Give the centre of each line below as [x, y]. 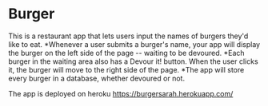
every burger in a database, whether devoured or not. [97, 78]
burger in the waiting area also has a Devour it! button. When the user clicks [133, 61]
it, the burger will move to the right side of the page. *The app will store [126, 69]
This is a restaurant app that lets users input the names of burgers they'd [128, 36]
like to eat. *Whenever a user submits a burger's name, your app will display [134, 44]
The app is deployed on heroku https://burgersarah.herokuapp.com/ [121, 93]
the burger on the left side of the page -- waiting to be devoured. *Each [127, 53]
